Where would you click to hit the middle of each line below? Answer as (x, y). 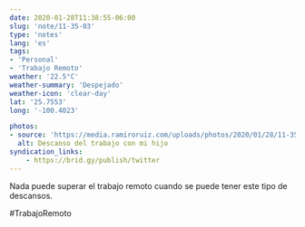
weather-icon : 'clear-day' (60, 93)
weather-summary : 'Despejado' (67, 85)
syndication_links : (46, 152)
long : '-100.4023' (44, 110)
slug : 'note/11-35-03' (52, 26)
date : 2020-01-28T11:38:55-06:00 (73, 18)
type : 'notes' (36, 34)
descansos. (31, 195)
